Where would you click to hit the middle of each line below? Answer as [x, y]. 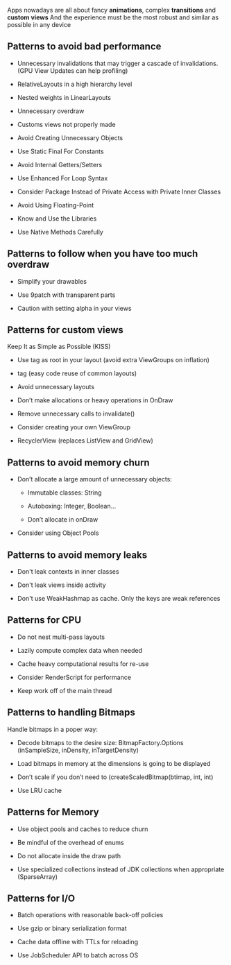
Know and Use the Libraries [57, 219]
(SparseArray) [37, 876]
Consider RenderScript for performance [74, 677]
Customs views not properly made [66, 124]
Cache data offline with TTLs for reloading [78, 942]
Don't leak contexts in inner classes [68, 572]
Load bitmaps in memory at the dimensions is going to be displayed [114, 763]
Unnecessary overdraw [51, 111]
